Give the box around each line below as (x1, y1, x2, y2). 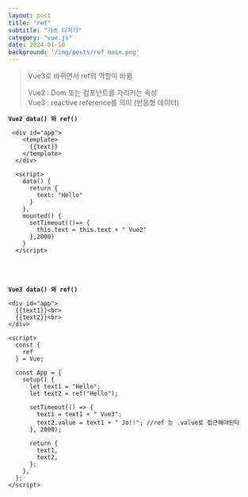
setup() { (22, 376, 55, 384)
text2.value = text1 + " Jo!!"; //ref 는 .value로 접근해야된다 (36, 419, 240, 427)
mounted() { (22, 212, 62, 220)
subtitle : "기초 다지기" (8, 26, 82, 34)
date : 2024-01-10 (8, 41, 66, 49)
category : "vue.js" (8, 33, 73, 42)
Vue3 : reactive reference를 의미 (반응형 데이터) (27, 98, 180, 107)
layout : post (8, 11, 52, 20)
